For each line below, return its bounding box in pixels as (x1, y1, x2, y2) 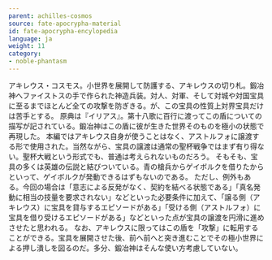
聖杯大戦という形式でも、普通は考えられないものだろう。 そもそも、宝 (22, 151, 258, 161)
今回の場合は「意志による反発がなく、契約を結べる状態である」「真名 (22, 182, 254, 192)
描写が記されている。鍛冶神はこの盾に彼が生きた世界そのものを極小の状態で (8, 121, 265, 131)
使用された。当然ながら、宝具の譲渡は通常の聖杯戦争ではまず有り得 (29, 141, 257, 151)
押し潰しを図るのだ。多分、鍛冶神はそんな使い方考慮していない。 (22, 243, 243, 253)
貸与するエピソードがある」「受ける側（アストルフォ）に (71, 202, 261, 212)
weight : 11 (8, 42, 45, 50)
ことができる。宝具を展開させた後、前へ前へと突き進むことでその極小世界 (8, 232, 257, 242)
